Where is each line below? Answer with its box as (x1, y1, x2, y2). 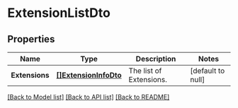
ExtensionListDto (7, 5, 111, 21)
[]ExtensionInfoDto (56, 71, 122, 80)
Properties (7, 33, 55, 45)
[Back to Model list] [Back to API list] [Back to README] (7, 93, 170, 101)
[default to (190, 66, 225, 76)
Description (135, 54, 176, 64)
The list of (128, 66, 162, 76)
